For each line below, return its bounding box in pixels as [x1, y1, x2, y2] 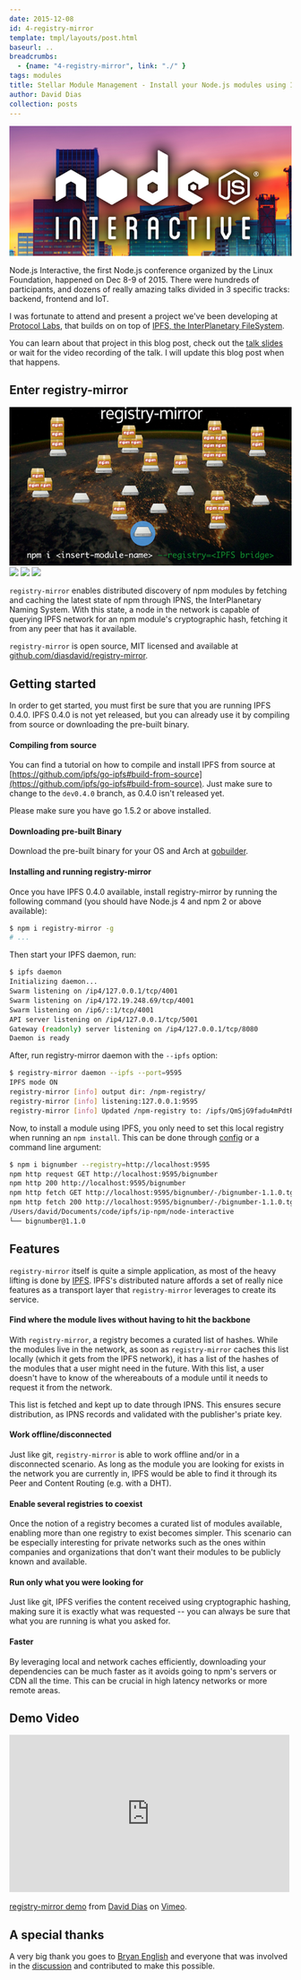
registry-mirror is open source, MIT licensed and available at [9, 641, 239, 651]
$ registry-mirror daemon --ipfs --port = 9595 [9, 1069, 182, 1078]
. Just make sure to [202, 779, 273, 789]
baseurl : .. [9, 43, 54, 52]
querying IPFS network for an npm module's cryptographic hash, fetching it [9, 614, 288, 624]
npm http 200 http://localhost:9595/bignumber [9, 1179, 186, 1188]
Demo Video [9, 1711, 80, 1726]
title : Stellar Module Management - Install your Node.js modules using [9, 81, 287, 90]
